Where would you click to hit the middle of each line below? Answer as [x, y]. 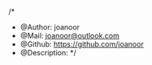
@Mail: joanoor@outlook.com [70, 36]
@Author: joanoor [50, 27]
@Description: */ [48, 53]
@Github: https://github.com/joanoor [82, 44]
